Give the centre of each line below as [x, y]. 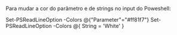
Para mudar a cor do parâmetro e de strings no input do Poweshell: [88, 8]
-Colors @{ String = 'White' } [89, 26]
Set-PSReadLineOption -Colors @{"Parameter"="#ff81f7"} [77, 20]
